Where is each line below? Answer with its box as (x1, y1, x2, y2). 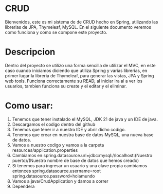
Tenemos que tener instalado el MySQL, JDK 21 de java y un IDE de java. (12, 116, 158, 122)
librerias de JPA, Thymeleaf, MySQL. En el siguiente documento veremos (5, 24, 152, 30)
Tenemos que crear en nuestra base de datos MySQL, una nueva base (12, 132, 154, 138)
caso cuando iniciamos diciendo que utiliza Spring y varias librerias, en (5, 68, 147, 73)
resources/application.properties (12, 147, 78, 153)
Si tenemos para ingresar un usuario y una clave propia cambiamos (12, 162, 147, 168)
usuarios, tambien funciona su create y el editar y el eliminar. (5, 83, 127, 89)
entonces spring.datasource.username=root (12, 168, 101, 174)
